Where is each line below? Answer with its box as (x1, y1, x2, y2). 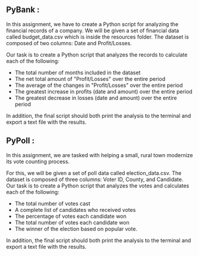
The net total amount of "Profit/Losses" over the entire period (14, 75, 166, 82)
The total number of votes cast (14, 199, 91, 207)
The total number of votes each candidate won (14, 218, 129, 226)
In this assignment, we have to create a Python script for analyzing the (6, 20, 179, 27)
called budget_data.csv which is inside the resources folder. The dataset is (6, 33, 189, 40)
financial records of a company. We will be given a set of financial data (6, 27, 179, 34)
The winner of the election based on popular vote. (14, 225, 138, 232)
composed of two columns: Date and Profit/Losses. (6, 39, 132, 46)
